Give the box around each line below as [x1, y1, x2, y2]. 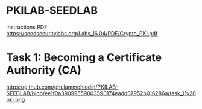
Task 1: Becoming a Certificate [6, 51, 162, 65]
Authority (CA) [6, 63, 81, 77]
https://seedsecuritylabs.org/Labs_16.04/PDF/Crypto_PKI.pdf [6, 29, 158, 37]
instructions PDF [6, 23, 48, 31]
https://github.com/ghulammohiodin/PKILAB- [6, 83, 119, 90]
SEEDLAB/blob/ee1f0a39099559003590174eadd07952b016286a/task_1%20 [6, 89, 196, 96]
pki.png [6, 96, 25, 103]
